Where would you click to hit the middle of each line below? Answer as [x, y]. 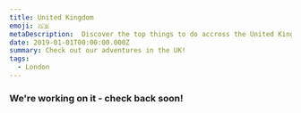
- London [34, 68]
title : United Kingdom [52, 17]
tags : [19, 59]
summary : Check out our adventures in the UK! [98, 51]
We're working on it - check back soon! [96, 98]
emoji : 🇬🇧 [30, 26]
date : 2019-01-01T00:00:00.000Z [69, 42]
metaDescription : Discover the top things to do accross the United [142, 34]
